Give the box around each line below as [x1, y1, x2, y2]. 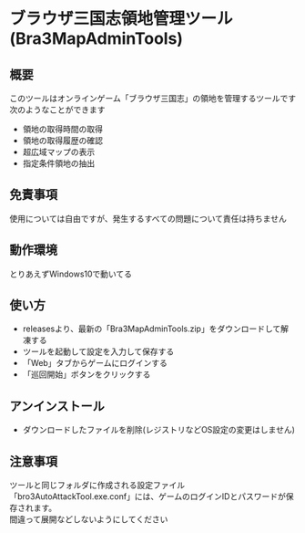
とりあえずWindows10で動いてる [9, 268, 133, 279]
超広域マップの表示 [22, 147, 96, 157]
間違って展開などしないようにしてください [9, 514, 168, 525]
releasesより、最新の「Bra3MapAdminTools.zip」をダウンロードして [22, 323, 281, 334]
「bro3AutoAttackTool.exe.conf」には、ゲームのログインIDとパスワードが [9, 491, 287, 502]
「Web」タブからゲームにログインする [22, 358, 168, 369]
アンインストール [9, 398, 105, 413]
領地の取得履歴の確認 [22, 135, 103, 146]
